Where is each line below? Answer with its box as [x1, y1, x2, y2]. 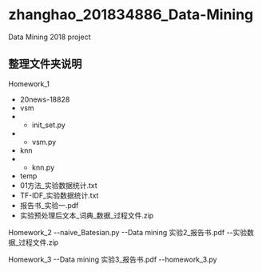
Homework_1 [8, 78, 50, 89]
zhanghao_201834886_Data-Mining [8, 6, 254, 24]
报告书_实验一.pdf [19, 200, 79, 210]
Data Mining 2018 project [8, 32, 91, 42]
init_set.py [31, 120, 65, 130]
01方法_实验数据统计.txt [19, 180, 97, 190]
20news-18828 [19, 94, 70, 104]
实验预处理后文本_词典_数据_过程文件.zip [19, 210, 154, 220]
